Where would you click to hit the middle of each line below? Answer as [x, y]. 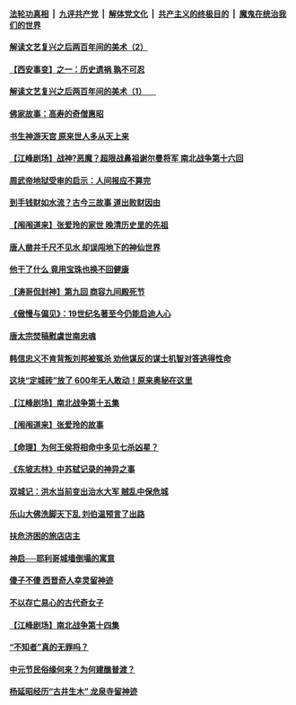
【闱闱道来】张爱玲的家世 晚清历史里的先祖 [89, 225]
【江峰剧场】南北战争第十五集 [64, 402]
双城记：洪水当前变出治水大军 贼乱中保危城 [89, 492]
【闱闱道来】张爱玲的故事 [57, 425]
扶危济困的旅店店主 [45, 536]
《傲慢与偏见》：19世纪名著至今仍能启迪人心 [91, 313]
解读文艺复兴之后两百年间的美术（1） [78, 92]
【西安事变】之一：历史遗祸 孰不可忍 [77, 69]
